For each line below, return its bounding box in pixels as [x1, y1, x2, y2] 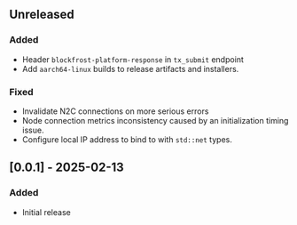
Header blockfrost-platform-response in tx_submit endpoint [21, 53, 244, 65]
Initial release [21, 206, 71, 217]
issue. [21, 125, 44, 135]
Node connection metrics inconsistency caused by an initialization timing [21, 115, 289, 125]
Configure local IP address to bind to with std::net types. [21, 133, 232, 145]
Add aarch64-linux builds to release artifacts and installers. [21, 63, 239, 74]
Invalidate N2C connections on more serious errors [21, 106, 209, 117]
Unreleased [9, 7, 75, 22]
